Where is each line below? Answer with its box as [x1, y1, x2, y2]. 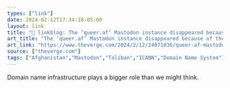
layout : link [7, 23, 44, 29]
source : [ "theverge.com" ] [7, 48, 81, 55]
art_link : [7, 42, 36, 48]
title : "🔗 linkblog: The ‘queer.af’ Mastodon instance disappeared [7, 29, 204, 36]
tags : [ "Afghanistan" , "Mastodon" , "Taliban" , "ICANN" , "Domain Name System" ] [7, 55, 225, 61]
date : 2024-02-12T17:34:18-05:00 [7, 16, 103, 23]
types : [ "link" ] [7, 10, 53, 17]
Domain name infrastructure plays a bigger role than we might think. [7, 73, 199, 81]
